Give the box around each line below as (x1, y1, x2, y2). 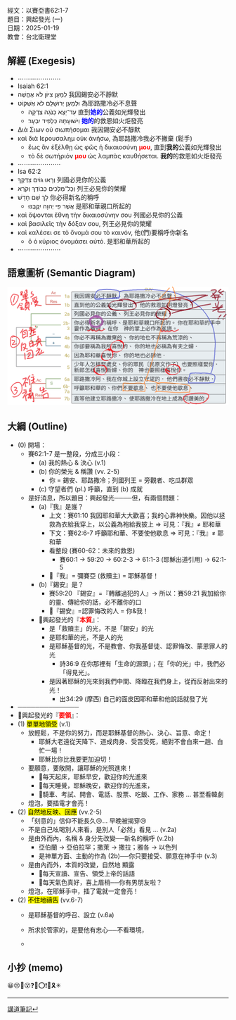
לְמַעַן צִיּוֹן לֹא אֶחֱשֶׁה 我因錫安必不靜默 (17, 90, 118, 99)
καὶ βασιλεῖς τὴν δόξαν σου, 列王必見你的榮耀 (17, 219, 152, 227)
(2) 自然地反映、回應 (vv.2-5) (17, 807, 103, 816)
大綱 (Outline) (7, 421, 68, 433)
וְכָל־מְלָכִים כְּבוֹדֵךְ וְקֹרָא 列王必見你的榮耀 (17, 184, 126, 192)
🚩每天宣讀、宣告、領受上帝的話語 (38, 869, 136, 878)
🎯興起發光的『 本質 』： (38, 615, 102, 624)
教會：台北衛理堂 (7, 32, 57, 41)
